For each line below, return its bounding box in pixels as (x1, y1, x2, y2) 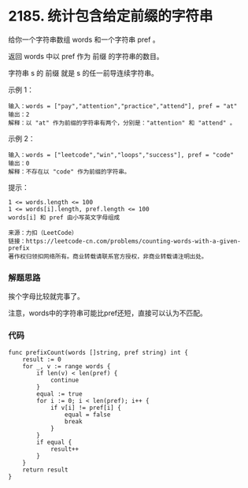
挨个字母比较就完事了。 (8, 292, 84, 301)
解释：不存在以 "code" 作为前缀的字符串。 (8, 167, 131, 176)
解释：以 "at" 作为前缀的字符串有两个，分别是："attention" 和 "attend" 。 (8, 119, 236, 127)
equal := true (36, 389, 83, 398)
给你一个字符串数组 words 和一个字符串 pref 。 (8, 35, 160, 44)
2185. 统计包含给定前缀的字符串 (8, 7, 213, 25)
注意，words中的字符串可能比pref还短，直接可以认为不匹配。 (8, 308, 207, 318)
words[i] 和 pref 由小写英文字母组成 (8, 214, 120, 222)
